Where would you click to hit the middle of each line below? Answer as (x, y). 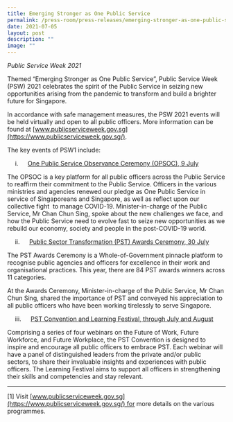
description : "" (31, 39)
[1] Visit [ (20, 396)
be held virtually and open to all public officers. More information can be (110, 122)
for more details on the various (171, 404)
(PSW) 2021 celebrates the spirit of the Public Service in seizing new (105, 86)
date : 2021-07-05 (32, 26)
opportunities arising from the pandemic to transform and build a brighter (112, 94)
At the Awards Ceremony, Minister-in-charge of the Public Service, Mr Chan (115, 291)
